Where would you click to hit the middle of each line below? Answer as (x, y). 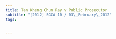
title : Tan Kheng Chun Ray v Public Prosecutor (56, 10)
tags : (11, 19)
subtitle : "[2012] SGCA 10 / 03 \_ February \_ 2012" (59, 15)
